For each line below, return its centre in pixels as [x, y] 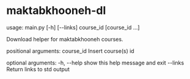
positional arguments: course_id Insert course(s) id [70, 51]
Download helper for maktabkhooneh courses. [65, 39]
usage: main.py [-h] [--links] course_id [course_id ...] [73, 27]
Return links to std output [38, 69]
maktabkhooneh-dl [56, 11]
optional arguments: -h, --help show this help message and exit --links [95, 63]
